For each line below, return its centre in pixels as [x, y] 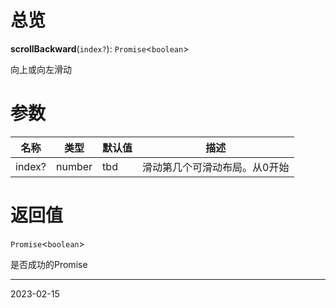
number [74, 166]
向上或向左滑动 [41, 69]
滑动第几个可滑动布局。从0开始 [216, 167]
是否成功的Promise [49, 264]
